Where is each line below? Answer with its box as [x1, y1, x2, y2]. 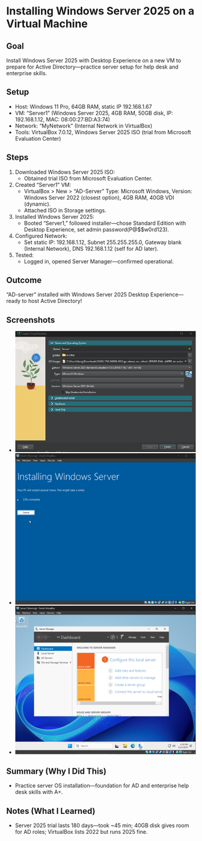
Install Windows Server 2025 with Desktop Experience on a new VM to [6, 57, 182, 64]
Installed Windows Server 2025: [14, 213, 94, 220]
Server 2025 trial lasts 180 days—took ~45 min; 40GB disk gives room [14, 822, 189, 829]
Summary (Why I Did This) [6, 766, 107, 776]
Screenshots [6, 314, 55, 325]
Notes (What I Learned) [6, 806, 96, 816]
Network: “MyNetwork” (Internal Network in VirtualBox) [14, 122, 153, 129]
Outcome [6, 275, 42, 286]
